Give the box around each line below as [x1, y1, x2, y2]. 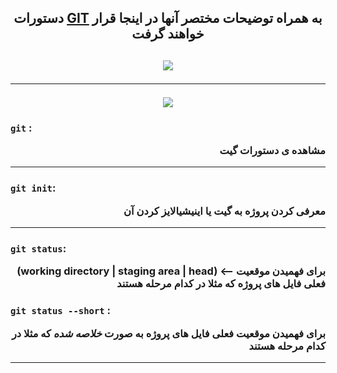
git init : [10, 181, 57, 195]
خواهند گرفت [131, 26, 205, 43]
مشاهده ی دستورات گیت [219, 144, 326, 158]
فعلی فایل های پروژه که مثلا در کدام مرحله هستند [116, 277, 326, 291]
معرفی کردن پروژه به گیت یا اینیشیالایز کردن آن [123, 204, 326, 218]
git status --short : [10, 304, 112, 318]
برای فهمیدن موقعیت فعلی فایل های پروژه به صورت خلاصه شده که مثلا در [11, 326, 326, 340]
